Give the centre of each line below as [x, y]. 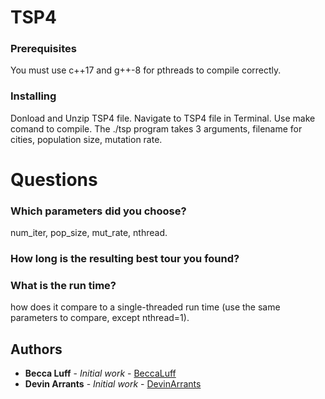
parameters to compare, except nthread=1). [100, 318]
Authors [36, 349]
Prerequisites [43, 49]
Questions [54, 179]
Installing [33, 96]
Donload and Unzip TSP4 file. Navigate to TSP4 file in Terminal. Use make [163, 118]
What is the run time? [63, 286]
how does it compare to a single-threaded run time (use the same [145, 307]
